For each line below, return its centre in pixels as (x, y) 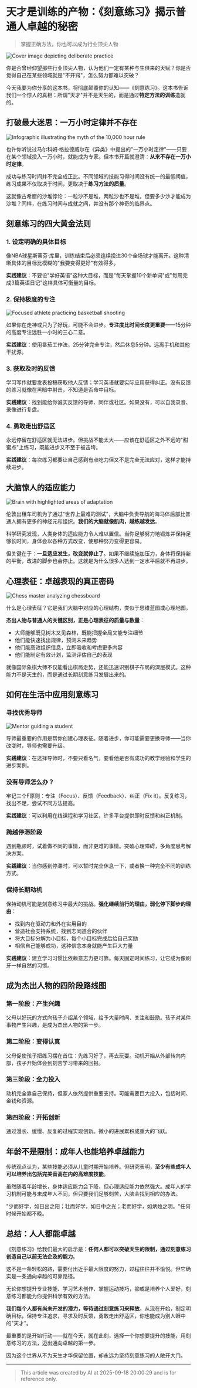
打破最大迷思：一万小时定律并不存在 (72, 123)
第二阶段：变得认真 (33, 1041)
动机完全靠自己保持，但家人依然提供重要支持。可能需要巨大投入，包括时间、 (98, 1093)
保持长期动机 (24, 890)
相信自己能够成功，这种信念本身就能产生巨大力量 (74, 945)
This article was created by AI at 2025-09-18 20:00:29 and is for (98, 1372)
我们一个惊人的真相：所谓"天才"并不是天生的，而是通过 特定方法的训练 (91, 95)
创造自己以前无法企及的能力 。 (42, 1256)
